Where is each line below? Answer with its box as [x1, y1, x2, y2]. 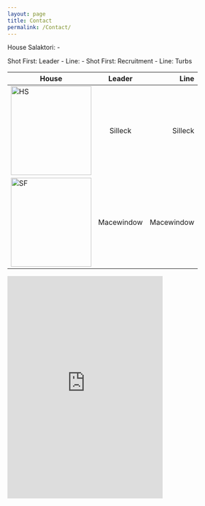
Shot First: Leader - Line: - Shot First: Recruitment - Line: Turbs [7, 57, 193, 65]
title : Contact [7, 17, 52, 24]
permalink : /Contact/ [7, 23, 72, 31]
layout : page [7, 10, 46, 18]
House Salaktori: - [7, 43, 60, 52]
